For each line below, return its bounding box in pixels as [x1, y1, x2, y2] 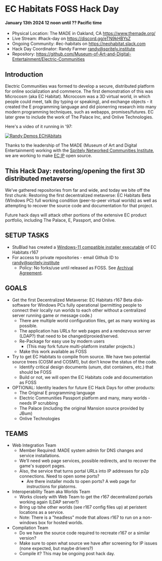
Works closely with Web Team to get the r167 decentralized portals [19, 494, 153, 500]
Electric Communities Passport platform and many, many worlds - [19, 395, 150, 401]
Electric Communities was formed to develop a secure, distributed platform [5, 83, 155, 89]
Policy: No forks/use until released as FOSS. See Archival [19, 264, 134, 270]
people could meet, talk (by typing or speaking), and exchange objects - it [5, 99, 153, 105]
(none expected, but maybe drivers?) [19, 545, 93, 551]
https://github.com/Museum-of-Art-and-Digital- [36, 51, 132, 57]
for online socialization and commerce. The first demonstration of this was [5, 88, 153, 94]
